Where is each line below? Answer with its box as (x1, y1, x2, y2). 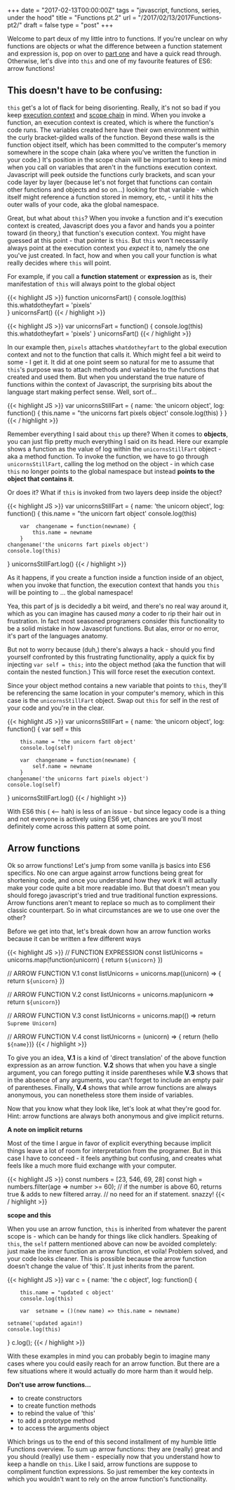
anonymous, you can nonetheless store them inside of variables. (7, 1090, 194, 1099)
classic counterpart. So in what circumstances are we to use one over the (7, 906, 220, 914)
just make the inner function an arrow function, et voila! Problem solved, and (7, 1246, 228, 1255)
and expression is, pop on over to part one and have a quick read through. (7, 49, 222, 58)
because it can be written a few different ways (7, 934, 142, 943)
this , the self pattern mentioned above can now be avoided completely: (7, 1239, 217, 1248)
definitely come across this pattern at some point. (7, 822, 151, 831)
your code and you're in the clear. (7, 704, 105, 712)
